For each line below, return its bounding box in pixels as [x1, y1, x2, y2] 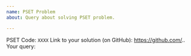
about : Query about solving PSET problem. [6, 14, 115, 20]
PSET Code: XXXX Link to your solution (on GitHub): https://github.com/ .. [6, 36, 186, 43]
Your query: [6, 43, 36, 50]
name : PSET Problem [6, 8, 56, 15]
